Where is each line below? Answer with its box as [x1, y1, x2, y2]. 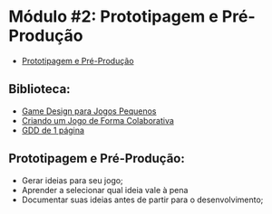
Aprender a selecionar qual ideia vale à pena [21, 184, 189, 195]
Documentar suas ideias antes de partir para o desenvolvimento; [21, 194, 264, 205]
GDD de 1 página [21, 125, 85, 135]
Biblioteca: [8, 81, 71, 97]
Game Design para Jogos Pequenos [21, 106, 157, 116]
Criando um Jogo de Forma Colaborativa [21, 115, 174, 126]
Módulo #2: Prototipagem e [8, 6, 219, 27]
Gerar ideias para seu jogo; [21, 174, 123, 186]
